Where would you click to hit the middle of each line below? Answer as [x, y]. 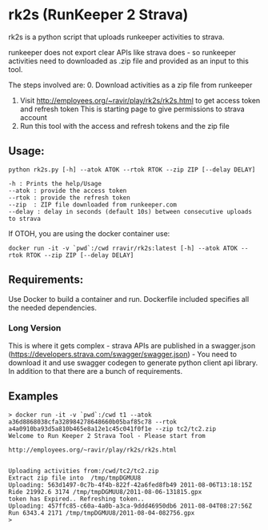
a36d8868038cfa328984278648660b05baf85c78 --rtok [93, 422]
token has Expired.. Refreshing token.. [77, 499]
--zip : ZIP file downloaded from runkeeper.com [93, 205]
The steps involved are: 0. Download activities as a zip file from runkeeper [130, 85]
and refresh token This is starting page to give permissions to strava [132, 109]
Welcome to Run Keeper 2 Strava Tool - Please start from [107, 436]
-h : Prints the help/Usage [55, 183]
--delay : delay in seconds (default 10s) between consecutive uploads [130, 211]
